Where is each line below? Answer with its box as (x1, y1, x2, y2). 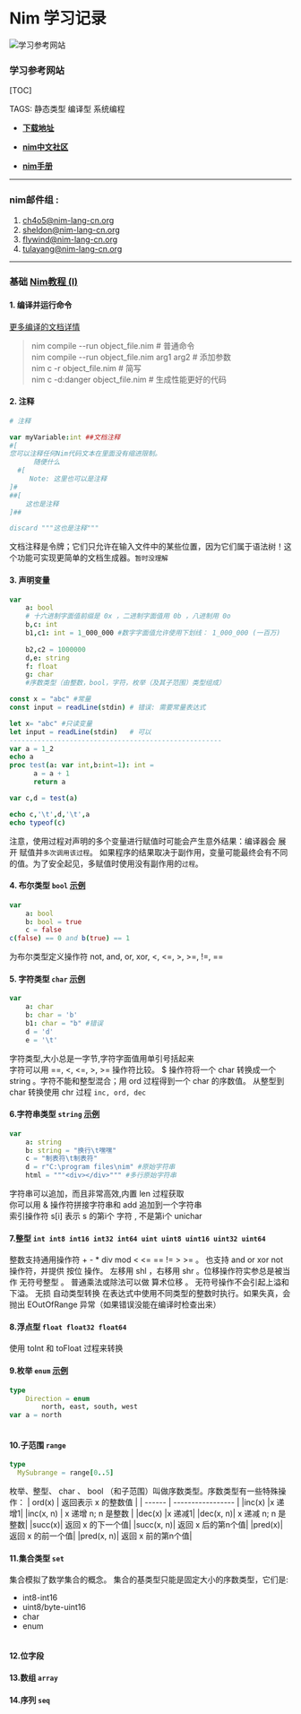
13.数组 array (9, 1673, 58, 1684)
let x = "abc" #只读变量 (9, 719, 92, 728)
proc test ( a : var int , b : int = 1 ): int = (9, 761, 154, 770)
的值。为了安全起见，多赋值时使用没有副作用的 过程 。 (9, 858, 203, 869)
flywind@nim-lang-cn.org (21, 234, 118, 245)
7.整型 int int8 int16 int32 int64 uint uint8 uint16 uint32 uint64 (9, 1233, 266, 1243)
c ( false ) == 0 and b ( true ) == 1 (9, 934, 130, 943)
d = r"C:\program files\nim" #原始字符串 (25, 1163, 176, 1172)
